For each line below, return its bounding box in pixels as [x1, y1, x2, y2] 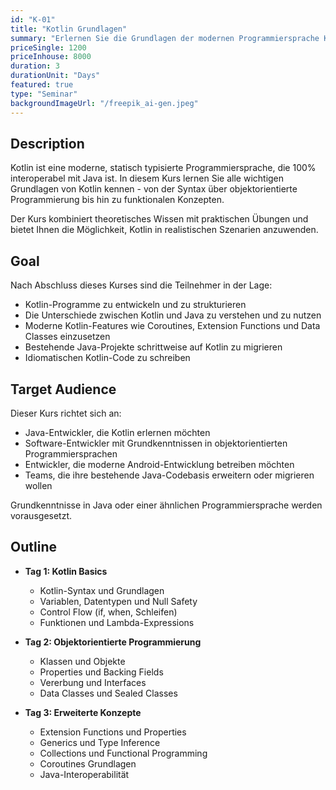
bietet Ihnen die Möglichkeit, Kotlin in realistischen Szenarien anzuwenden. [10, 224, 319, 236]
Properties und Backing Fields [39, 666, 164, 678]
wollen [24, 479, 53, 491]
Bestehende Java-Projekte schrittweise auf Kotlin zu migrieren [24, 341, 283, 353]
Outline [10, 539, 57, 556]
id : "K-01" [10, 14, 56, 25]
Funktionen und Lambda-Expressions [39, 616, 195, 628]
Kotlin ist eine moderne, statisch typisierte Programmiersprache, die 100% [10, 162, 317, 174]
